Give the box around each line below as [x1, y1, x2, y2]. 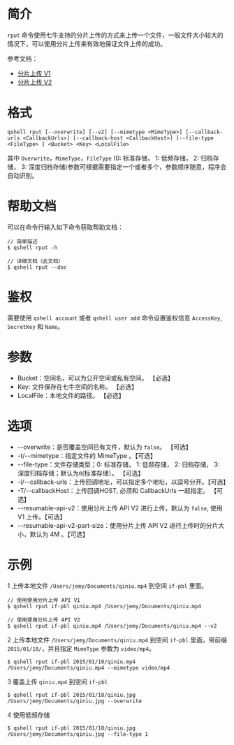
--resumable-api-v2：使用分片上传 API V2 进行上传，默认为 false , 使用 [17, 503, 223, 512]
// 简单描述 [7, 238, 38, 245]
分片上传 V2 [17, 78, 52, 86]
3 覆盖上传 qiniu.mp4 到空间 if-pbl [7, 677, 108, 686]
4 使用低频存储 [7, 710, 50, 719]
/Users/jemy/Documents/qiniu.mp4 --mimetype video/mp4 [7, 664, 170, 671]
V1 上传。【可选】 [17, 512, 66, 521]
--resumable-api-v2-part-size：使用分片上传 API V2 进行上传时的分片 [17, 521, 219, 529]
